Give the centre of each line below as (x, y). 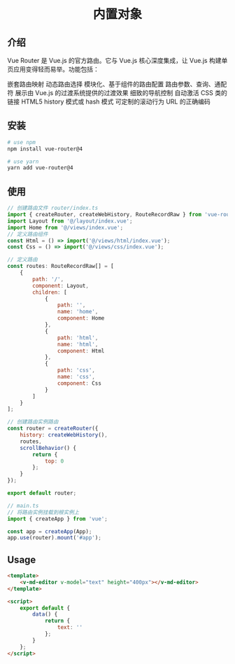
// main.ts (23, 506)
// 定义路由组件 (28, 234)
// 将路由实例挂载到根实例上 (43, 512)
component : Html (81, 351)
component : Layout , (61, 285)
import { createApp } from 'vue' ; (58, 518)
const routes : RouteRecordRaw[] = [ (60, 267)
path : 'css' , (76, 370)
